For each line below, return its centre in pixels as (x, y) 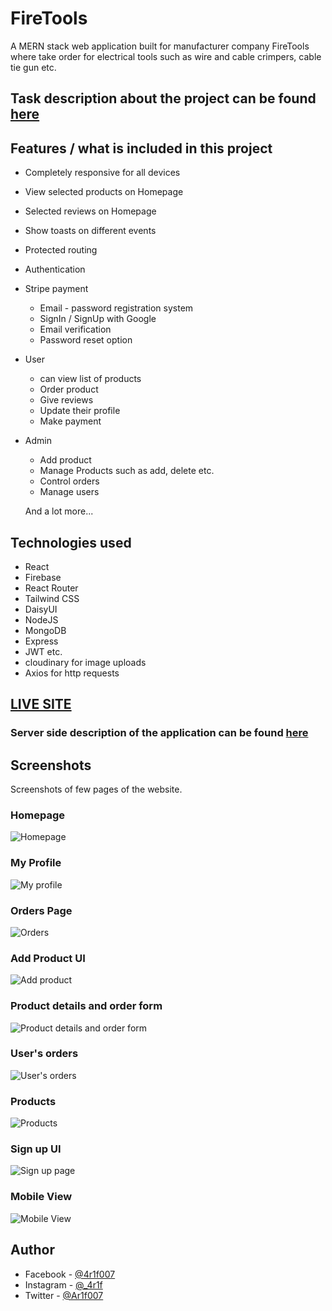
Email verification (75, 329)
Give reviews (66, 400)
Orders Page (41, 910)
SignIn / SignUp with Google (98, 319)
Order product (69, 389)
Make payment (70, 421)
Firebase (43, 577)
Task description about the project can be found (163, 98)
